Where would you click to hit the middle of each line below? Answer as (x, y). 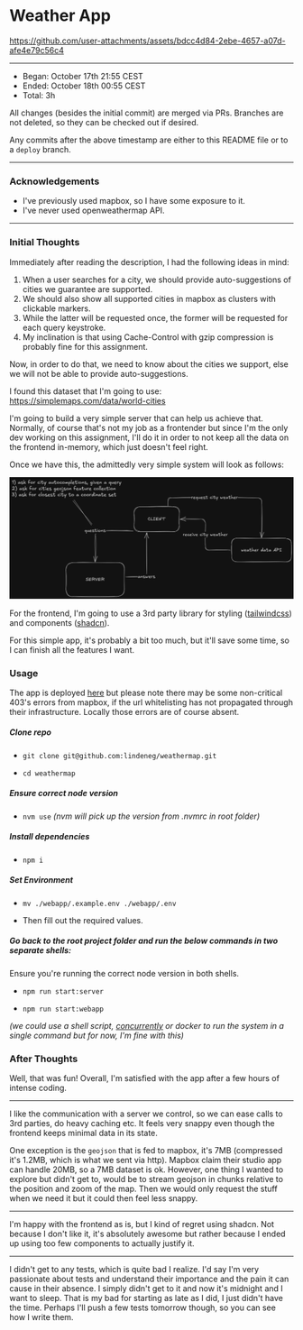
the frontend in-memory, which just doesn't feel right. (109, 446)
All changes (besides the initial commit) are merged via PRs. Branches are (147, 113)
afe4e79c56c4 (37, 50)
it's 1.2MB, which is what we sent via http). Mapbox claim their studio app (146, 1160)
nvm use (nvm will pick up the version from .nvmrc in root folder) (141, 816)
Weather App (60, 16)
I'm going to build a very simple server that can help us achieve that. (137, 418)
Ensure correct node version (64, 793)
